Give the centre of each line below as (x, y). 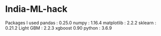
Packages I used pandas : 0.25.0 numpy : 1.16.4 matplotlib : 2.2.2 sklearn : (81, 23)
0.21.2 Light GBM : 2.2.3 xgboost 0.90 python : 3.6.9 (59, 28)
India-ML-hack (36, 9)
